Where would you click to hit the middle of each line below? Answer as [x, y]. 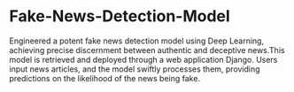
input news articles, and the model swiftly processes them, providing [135, 69]
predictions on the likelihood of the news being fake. [105, 78]
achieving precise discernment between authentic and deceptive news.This [147, 50]
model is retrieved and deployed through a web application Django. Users [143, 59]
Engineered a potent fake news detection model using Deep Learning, [136, 41]
